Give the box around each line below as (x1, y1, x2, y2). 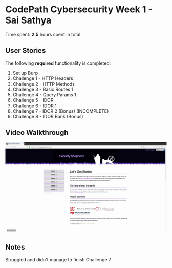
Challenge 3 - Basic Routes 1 (12, 86, 73, 92)
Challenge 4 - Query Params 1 (12, 91, 77, 98)
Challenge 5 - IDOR (12, 97, 54, 103)
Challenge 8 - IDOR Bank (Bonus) (12, 113, 83, 119)
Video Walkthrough (5, 128, 69, 137)
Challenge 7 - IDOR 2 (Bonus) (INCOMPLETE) (12, 108, 109, 114)
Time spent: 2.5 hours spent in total (5, 31, 81, 37)
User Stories (5, 46, 46, 55)
